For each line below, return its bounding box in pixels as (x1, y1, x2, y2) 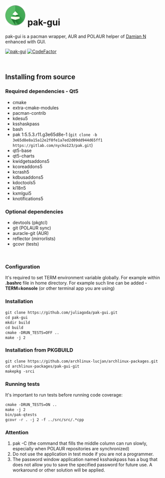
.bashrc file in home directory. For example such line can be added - (5, 280, 147, 286)
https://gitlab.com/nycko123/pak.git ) (12, 142, 93, 148)
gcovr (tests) (12, 241, 39, 247)
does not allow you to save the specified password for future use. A (12, 462, 152, 468)
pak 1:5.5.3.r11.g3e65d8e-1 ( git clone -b (12, 131, 97, 137)
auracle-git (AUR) (12, 230, 49, 236)
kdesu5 (12, 115, 28, 121)
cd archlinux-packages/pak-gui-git (5, 364, 80, 369)
